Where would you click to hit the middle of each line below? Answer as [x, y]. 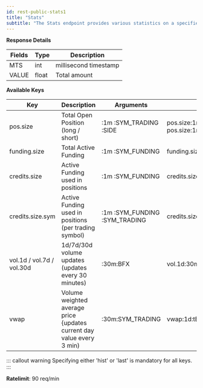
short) [70, 138]
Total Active [78, 147]
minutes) [74, 283]
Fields [19, 55]
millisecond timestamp [87, 65]
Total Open [77, 115]
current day [78, 331]
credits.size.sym [32, 216]
